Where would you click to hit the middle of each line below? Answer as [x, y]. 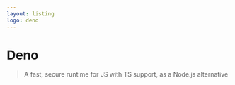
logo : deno [23, 20]
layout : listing [30, 14]
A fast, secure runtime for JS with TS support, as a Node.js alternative [126, 74]
